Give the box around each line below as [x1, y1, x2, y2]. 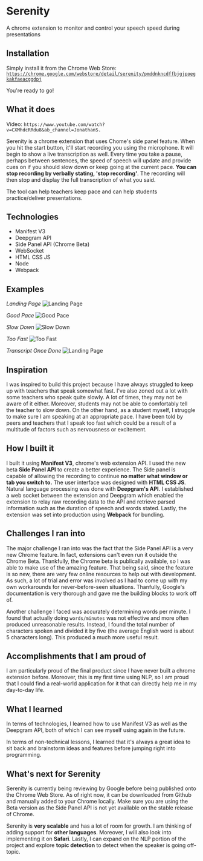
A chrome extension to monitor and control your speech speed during [6, 24, 180, 32]
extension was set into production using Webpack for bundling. [6, 511, 165, 518]
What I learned [6, 704, 63, 714]
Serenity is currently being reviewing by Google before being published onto [6, 785, 196, 792]
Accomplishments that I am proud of [6, 651, 146, 662]
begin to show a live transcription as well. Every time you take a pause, [6, 150, 183, 158]
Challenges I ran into [6, 528, 86, 539]
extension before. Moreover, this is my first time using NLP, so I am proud [6, 674, 189, 681]
